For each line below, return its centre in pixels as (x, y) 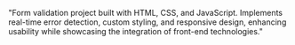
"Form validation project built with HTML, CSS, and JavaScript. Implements (146, 13)
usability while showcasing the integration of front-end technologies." (136, 31)
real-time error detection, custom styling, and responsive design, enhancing (147, 22)
